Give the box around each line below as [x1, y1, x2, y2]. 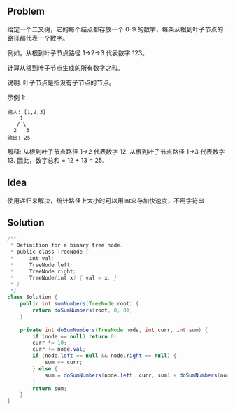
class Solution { [7, 294, 58, 301]
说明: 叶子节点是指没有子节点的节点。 [7, 78, 115, 87]
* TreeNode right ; [10, 268, 77, 275]
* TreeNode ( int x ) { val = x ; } [10, 274, 117, 282]
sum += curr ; [44, 359, 83, 366]
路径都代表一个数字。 [7, 34, 69, 42]
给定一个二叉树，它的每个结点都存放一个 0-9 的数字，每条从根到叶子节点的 [7, 24, 224, 34]
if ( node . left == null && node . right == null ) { [32, 352, 177, 359]
